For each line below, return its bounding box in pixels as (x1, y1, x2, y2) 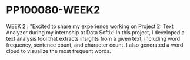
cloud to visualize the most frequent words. (6, 47, 111, 54)
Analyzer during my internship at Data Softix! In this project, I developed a (6, 29, 185, 36)
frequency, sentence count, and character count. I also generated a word (6, 41, 184, 48)
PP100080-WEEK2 (6, 3, 101, 17)
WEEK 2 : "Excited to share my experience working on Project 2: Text (6, 23, 174, 30)
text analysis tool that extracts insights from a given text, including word (6, 35, 181, 42)
